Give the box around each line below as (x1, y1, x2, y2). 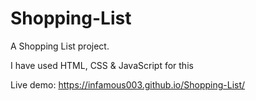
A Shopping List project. (10, 40, 110, 52)
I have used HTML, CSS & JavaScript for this (10, 59, 194, 71)
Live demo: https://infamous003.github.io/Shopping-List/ (10, 78, 246, 91)
